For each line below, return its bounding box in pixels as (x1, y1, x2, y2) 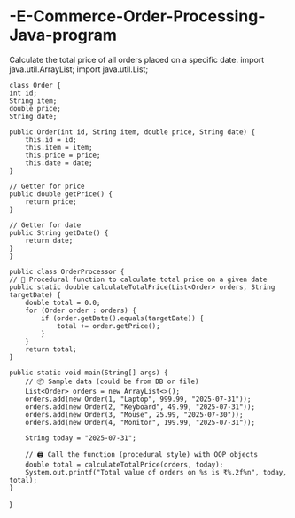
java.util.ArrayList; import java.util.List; (9, 64, 149, 75)
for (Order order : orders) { (25, 306, 137, 315)
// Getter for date (9, 220, 82, 230)
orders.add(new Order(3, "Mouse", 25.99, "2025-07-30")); (25, 410, 244, 419)
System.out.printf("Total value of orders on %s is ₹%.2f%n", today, (25, 467, 288, 476)
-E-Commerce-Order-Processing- (9, 6, 266, 27)
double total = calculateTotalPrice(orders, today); (25, 459, 224, 469)
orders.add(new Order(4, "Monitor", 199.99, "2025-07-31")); (25, 418, 255, 427)
